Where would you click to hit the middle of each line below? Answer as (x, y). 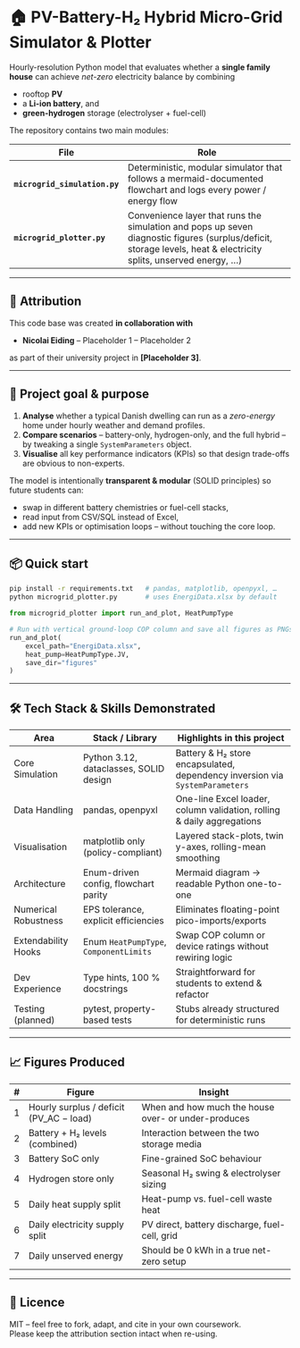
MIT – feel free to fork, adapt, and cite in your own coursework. (125, 1324)
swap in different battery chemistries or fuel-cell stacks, (125, 507)
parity (96, 895)
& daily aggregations (218, 821)
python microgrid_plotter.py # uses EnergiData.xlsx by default (143, 597)
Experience (37, 989)
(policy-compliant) (123, 853)
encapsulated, (205, 764)
